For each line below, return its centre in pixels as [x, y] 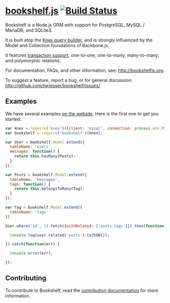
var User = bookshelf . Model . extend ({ [45, 142]
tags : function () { [30, 184]
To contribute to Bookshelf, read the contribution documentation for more [82, 290]
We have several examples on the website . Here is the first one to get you [82, 113]
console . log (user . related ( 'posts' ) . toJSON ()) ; [60, 235]
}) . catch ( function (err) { [32, 244]
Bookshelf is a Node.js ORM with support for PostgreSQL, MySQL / [75, 25]
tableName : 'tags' [29, 212]
